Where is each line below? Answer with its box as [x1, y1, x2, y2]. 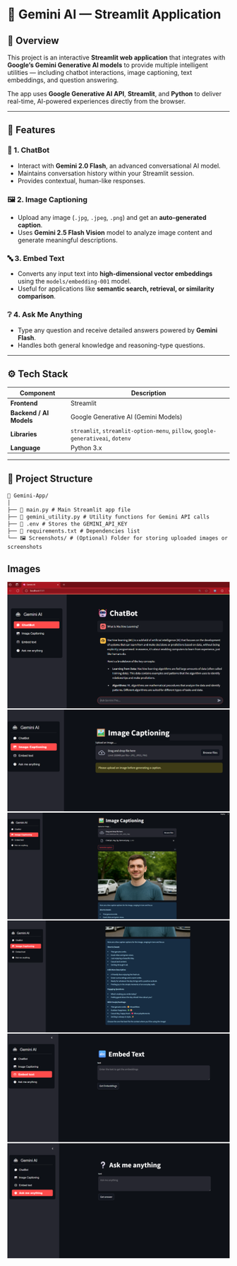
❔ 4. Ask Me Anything [7, 310, 83, 320]
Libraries [10, 430, 37, 439]
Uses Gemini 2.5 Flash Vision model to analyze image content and [17, 228, 213, 236]
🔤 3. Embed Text [7, 253, 65, 263]
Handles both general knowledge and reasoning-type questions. [17, 341, 205, 349]
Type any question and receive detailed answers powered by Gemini [17, 325, 218, 335]
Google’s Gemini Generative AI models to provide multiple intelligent [7, 61, 208, 69]
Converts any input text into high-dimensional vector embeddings [17, 269, 213, 278]
